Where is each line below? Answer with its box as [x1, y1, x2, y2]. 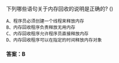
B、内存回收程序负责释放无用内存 [6, 24, 76, 30]
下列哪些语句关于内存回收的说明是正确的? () [6, 5, 114, 12]
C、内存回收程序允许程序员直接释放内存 [6, 31, 89, 37]
